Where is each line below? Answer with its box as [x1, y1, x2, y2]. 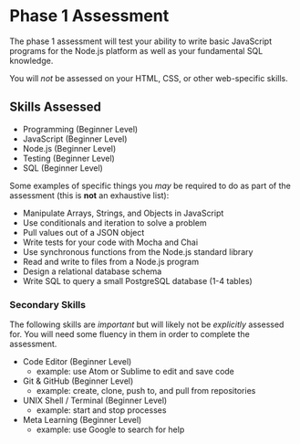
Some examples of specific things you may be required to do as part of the [9, 180, 292, 191]
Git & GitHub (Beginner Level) [22, 375, 134, 386]
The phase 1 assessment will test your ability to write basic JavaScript [9, 36, 272, 47]
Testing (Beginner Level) [22, 153, 116, 164]
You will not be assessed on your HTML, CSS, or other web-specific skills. [9, 72, 289, 83]
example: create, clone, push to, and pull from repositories [36, 386, 256, 396]
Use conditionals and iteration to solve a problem [22, 217, 207, 228]
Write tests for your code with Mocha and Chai [22, 237, 199, 248]
